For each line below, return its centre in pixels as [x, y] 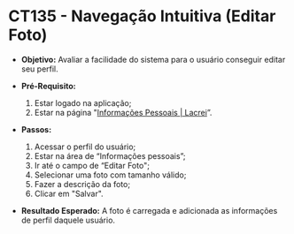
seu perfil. [39, 69]
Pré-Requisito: [48, 86]
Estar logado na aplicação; [83, 102]
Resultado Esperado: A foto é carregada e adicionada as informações [149, 210]
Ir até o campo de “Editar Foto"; [92, 165]
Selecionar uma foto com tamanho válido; [110, 175]
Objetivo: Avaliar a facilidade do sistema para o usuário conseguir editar [153, 59]
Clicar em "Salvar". [69, 193]
